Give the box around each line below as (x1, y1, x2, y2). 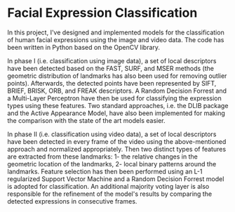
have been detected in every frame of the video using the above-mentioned (7, 137, 227, 145)
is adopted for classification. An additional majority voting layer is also (7, 182, 210, 190)
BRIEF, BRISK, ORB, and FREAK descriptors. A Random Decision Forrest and (7, 86, 227, 95)
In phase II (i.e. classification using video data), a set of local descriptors (7, 130, 217, 138)
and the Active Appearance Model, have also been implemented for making (7, 109, 226, 117)
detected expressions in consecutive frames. (7, 197, 137, 205)
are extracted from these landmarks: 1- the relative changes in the (7, 152, 198, 161)
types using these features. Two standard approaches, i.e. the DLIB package (7, 101, 229, 110)
